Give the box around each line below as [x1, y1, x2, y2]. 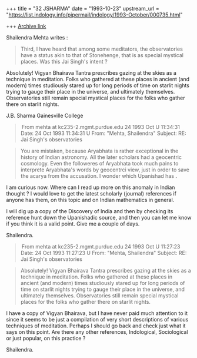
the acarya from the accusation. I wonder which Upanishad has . [20, 173, 178, 179]
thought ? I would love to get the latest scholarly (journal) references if [6, 190, 176, 197]
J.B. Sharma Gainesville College [6, 112, 84, 119]
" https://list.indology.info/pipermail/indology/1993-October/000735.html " [6, 11, 183, 18]
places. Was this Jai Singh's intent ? [20, 58, 108, 65]
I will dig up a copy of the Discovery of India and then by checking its [6, 208, 173, 214]
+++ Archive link [6, 23, 46, 29]
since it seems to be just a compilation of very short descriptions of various [6, 316, 189, 323]
